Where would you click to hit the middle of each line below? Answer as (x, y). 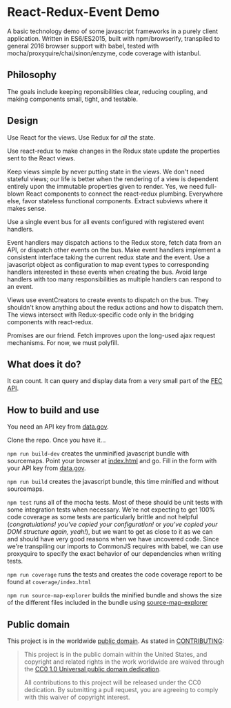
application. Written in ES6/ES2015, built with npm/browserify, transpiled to (114, 38)
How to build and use (53, 410)
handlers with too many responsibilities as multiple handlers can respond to (114, 279)
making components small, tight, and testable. (73, 99)
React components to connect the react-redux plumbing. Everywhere (124, 194)
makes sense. (27, 208)
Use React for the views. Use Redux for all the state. (81, 137)
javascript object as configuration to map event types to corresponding (108, 264)
